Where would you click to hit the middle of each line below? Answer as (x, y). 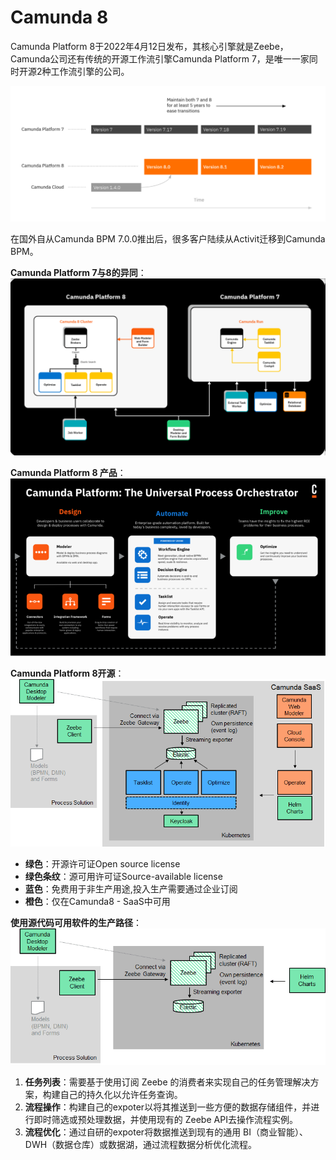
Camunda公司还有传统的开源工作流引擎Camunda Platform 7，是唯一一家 (160, 58)
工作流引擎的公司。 (90, 71)
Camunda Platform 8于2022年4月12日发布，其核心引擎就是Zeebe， (149, 46)
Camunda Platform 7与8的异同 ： (78, 272)
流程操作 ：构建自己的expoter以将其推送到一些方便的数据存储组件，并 (168, 1107)
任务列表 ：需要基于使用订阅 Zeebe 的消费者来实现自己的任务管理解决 (167, 1082)
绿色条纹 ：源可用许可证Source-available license (123, 877)
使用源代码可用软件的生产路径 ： (76, 923)
